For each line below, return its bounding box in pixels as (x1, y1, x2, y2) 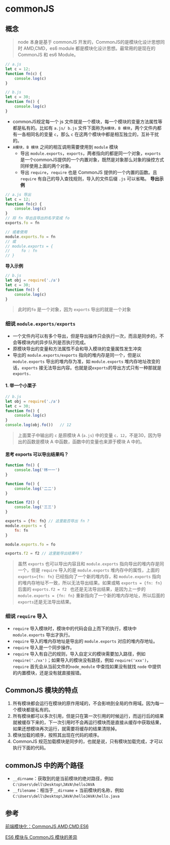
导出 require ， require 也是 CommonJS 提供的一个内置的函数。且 (20, 169, 157, 175)
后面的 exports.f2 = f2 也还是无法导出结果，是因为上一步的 (17, 586, 146, 592)
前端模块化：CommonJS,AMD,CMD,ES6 (5, 823, 89, 830)
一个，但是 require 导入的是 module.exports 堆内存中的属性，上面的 (17, 567, 160, 573)
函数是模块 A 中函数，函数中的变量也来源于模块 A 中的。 (26, 438, 145, 445)
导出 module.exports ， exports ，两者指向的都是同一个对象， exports (20, 150, 161, 156)
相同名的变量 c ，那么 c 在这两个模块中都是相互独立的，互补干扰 (26, 131, 159, 137)
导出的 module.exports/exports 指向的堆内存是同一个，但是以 (12, 352, 141, 358)
